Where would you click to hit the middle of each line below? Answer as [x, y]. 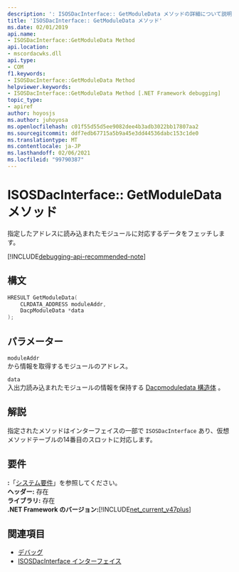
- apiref [20, 107]
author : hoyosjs [31, 113]
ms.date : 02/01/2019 [38, 27]
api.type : [22, 61]
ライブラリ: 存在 [31, 500]
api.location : [28, 47]
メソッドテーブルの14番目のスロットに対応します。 [82, 440]
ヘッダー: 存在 [28, 492]
